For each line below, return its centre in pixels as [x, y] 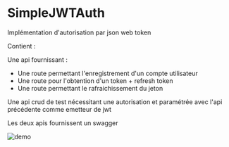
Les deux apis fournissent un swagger [63, 123]
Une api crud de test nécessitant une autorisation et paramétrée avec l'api [115, 102]
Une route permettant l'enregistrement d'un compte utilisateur [108, 73]
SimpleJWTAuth [56, 13]
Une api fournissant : [38, 59]
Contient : [21, 46]
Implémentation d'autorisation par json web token [79, 32]
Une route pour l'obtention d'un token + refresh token [95, 81]
